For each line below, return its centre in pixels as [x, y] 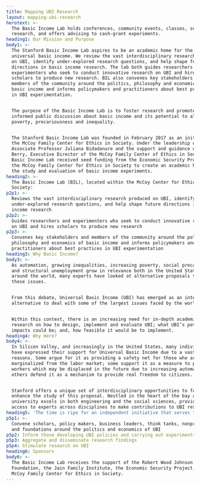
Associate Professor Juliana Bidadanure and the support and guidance [101, 149]
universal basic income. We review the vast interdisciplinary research [104, 56]
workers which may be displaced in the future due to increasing [94, 369]
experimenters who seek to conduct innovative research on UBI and [97, 73]
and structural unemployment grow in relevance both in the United [97, 271]
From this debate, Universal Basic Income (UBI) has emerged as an [97, 298]
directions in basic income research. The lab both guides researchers [102, 67]
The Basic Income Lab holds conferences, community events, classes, [99, 28]
